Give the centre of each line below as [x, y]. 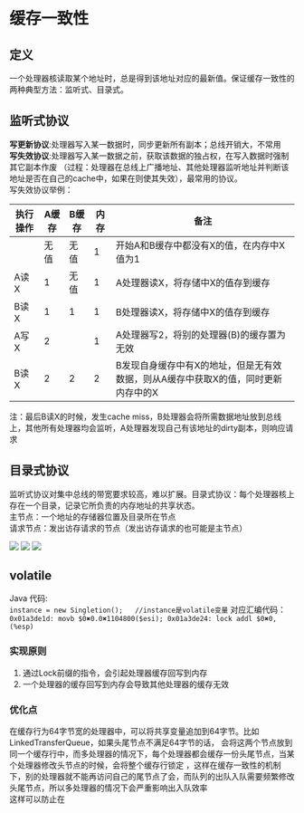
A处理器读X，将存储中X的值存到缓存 [193, 282]
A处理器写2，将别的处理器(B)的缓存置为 [201, 334]
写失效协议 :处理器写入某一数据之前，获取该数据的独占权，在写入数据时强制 [149, 156]
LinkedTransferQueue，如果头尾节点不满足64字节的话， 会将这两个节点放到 [151, 742]
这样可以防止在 [37, 799]
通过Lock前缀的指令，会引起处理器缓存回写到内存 [115, 673]
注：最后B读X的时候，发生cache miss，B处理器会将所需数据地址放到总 [142, 416]
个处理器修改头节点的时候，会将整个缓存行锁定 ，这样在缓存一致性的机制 [145, 765]
